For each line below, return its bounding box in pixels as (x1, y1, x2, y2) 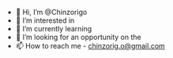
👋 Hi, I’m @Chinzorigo (15, 8, 88, 16)
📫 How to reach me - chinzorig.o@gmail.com (15, 42, 166, 50)
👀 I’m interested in (15, 16, 75, 25)
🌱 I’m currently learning (15, 24, 92, 33)
